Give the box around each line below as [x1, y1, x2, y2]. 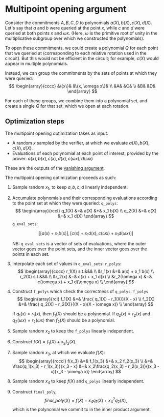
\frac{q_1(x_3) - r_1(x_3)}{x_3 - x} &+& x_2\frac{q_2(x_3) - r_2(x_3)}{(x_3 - [12, 363, 160, 369]
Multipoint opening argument [5, 3, 127, 15]
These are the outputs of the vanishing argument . [5, 165, 105, 171]
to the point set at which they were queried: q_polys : [12, 200, 118, 206]
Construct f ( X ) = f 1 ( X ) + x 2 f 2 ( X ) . [12, 338, 77, 346]
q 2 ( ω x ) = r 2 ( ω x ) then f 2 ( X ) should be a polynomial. [12, 317, 115, 324]
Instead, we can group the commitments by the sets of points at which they [5, 70, 157, 76]
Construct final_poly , [12, 389, 57, 395]
